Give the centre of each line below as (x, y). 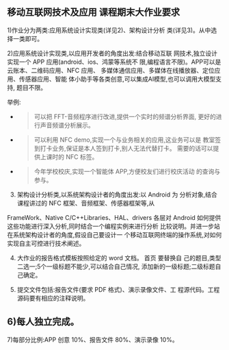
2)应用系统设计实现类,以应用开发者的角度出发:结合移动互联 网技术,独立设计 (112, 53)
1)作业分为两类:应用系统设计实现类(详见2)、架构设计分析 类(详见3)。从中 (109, 30)
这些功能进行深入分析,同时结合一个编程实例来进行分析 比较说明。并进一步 (110, 226)
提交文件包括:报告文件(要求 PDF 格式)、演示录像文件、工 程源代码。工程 (118, 289)
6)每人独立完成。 (43, 322)
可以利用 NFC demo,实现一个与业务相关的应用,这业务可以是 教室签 (127, 140)
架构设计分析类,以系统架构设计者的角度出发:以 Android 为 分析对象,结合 (117, 195)
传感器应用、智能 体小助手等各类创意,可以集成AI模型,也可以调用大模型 (117, 79)
